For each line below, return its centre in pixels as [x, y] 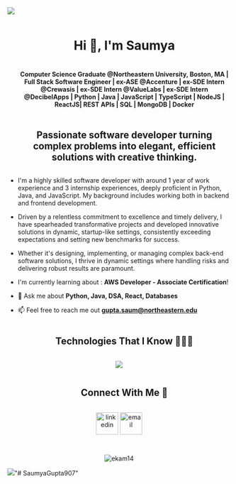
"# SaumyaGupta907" [46, 473]
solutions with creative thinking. [124, 157]
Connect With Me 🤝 [124, 393]
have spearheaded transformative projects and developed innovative [118, 224]
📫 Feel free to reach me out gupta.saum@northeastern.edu [107, 310]
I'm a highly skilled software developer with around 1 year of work [114, 180]
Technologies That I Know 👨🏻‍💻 [124, 342]
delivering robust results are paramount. [76, 268]
